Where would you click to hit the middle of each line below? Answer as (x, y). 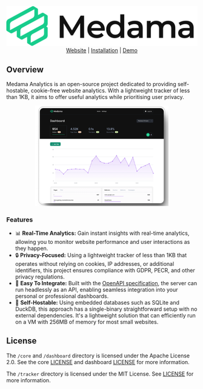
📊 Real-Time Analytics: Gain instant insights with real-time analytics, (102, 233)
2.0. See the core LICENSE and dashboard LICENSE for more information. (98, 362)
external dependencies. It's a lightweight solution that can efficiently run (105, 316)
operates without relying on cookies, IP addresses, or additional (95, 264)
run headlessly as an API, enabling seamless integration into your (96, 290)
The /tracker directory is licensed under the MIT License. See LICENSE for (100, 374)
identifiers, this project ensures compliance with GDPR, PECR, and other (105, 271)
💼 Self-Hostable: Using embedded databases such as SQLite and (97, 303)
